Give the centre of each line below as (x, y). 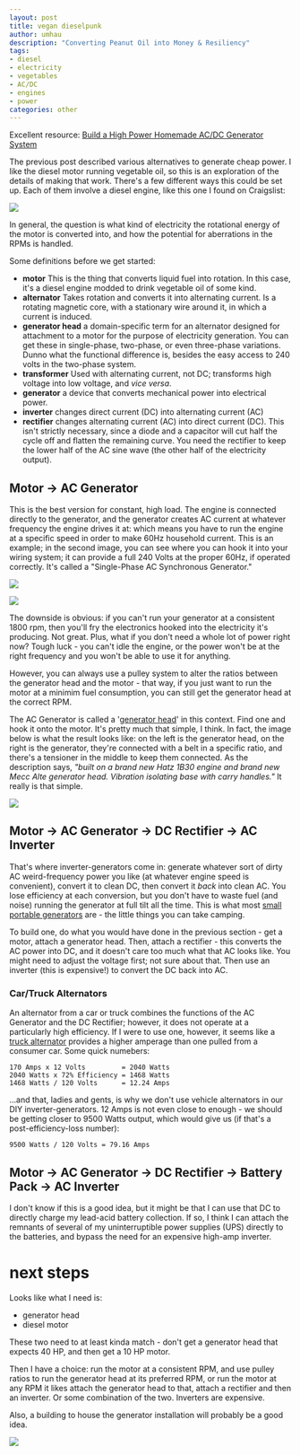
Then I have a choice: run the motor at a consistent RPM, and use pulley (142, 1369)
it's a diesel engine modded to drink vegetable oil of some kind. (139, 288)
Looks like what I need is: (56, 1297)
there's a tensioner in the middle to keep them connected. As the (129, 758)
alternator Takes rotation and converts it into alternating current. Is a (149, 298)
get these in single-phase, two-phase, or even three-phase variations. (151, 346)
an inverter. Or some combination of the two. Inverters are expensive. (137, 1398)
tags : (19, 51)
